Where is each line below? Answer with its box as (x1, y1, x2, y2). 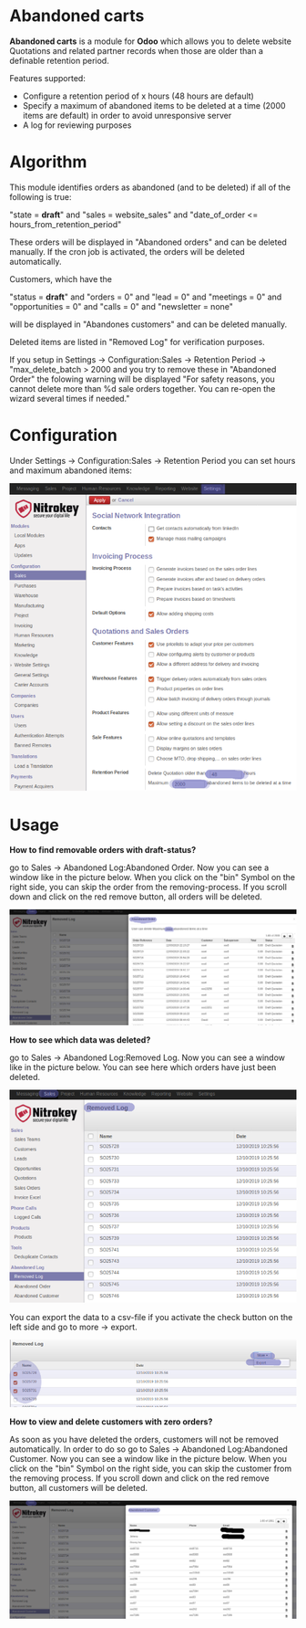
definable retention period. (9, 55, 109, 66)
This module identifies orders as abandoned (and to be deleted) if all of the (9, 182, 291, 193)
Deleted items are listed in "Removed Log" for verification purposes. (9, 336, 266, 347)
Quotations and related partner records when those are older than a (9, 45, 264, 56)
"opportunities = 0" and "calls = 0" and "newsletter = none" (9, 300, 234, 311)
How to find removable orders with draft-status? (9, 845, 197, 856)
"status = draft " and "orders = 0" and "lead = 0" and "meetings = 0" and (9, 291, 282, 302)
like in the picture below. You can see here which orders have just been (9, 1061, 277, 1073)
